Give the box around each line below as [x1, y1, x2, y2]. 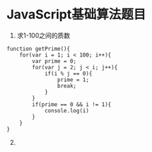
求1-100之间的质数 [16, 31, 71, 40]
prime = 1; [57, 76, 90, 83]
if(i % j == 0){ [44, 70, 93, 77]
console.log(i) [44, 107, 90, 114]
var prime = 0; [32, 57, 77, 64]
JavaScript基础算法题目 [6, 6, 146, 23]
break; [57, 82, 77, 89]
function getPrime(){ [6, 45, 71, 52]
